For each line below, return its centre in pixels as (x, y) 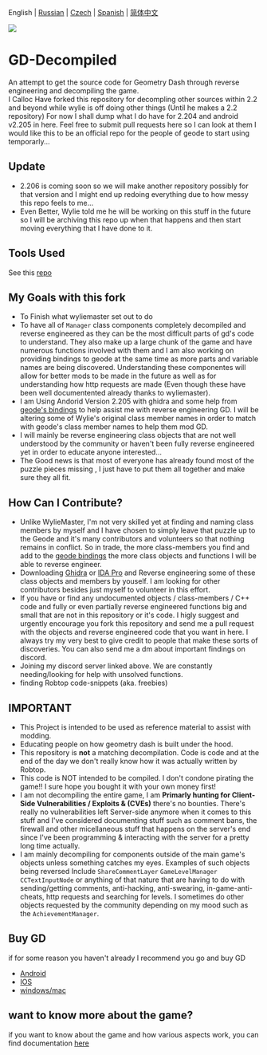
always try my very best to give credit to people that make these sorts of (139, 640)
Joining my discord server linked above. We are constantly (116, 666)
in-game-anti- (230, 888)
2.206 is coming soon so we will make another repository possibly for (134, 186)
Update (27, 167)
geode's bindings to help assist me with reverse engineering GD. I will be (139, 410)
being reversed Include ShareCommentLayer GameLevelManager (118, 871)
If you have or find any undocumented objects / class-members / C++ (135, 598)
